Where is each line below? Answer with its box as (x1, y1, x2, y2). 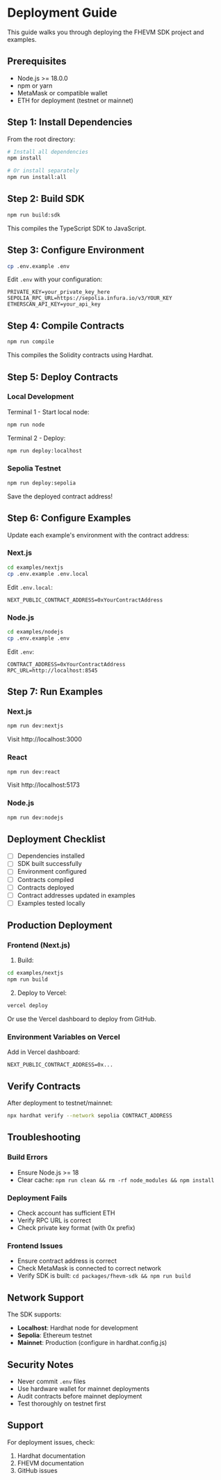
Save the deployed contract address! (7, 492, 113, 501)
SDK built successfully (17, 860, 82, 868)
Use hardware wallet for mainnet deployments (17, 1385, 150, 1393)
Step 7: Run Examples (7, 686, 103, 698)
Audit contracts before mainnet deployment (17, 1392, 142, 1400)
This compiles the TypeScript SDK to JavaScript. (7, 224, 147, 233)
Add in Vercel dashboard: (7, 1048, 80, 1056)
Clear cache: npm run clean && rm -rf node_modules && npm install (17, 1175, 215, 1184)
